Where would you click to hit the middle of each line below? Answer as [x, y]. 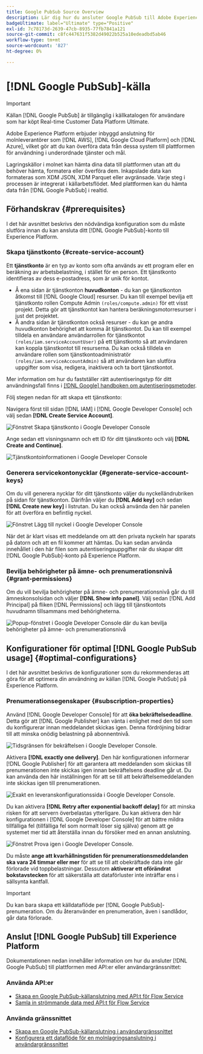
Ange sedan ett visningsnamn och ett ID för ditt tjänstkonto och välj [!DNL [98, 439]
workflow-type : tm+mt [34, 40]
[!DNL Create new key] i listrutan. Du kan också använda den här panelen [98, 506]
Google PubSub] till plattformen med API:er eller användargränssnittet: [94, 967]
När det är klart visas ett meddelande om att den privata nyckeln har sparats [101, 536]
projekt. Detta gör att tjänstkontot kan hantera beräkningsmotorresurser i [105, 309]
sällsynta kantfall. [28, 881]
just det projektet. [37, 316]
